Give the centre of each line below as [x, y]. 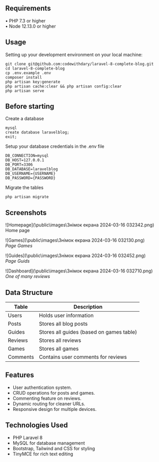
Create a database [25, 119]
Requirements [28, 8]
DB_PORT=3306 [19, 165]
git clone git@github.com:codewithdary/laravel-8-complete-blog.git [79, 64]
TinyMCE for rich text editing [43, 454]
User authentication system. [42, 387]
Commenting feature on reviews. [47, 398]
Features [20, 375]
